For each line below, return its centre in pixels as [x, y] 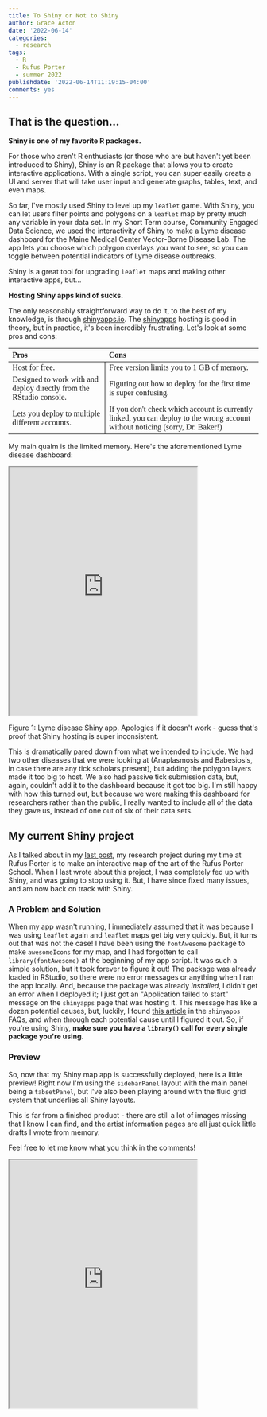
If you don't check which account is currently [180, 410]
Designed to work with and [56, 379]
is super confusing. [139, 393]
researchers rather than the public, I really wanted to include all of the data [130, 802]
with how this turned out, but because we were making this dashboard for [129, 794]
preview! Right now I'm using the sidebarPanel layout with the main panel [128, 1083]
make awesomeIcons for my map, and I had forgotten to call [103, 952]
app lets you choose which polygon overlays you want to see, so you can [128, 248]
